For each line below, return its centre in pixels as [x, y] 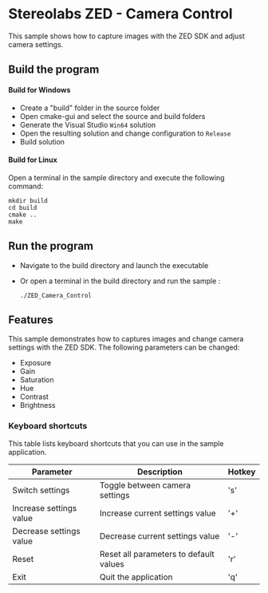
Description [160, 472]
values [112, 563]
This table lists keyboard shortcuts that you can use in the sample [116, 443]
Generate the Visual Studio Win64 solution [88, 125]
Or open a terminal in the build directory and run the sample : [120, 281]
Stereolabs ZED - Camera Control [120, 14]
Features [31, 320]
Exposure [35, 363]
